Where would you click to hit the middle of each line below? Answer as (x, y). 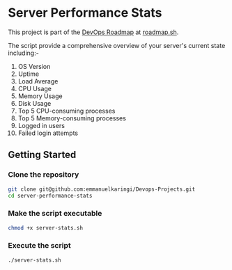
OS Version (34, 66)
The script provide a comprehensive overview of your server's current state (117, 45)
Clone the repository (44, 175)
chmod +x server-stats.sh (45, 228)
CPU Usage (34, 88)
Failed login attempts (48, 133)
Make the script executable (55, 214)
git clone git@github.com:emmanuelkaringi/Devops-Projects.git (102, 189)
